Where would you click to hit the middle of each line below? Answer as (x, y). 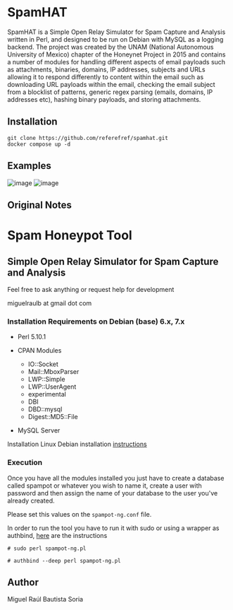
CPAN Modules (39, 351)
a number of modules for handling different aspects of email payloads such (116, 61)
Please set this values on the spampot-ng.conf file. (80, 514)
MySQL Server (39, 430)
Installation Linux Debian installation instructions (77, 444)
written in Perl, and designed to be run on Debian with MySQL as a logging (115, 39)
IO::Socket (43, 364)
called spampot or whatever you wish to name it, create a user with (105, 486)
